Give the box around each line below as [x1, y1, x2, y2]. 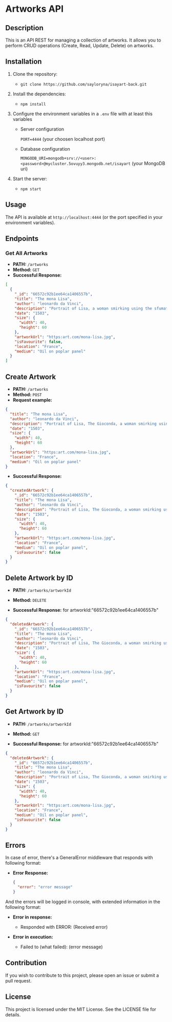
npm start [20, 186, 42, 192]
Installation [5, 57, 42, 66]
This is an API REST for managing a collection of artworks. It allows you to [5, 37, 161, 43]
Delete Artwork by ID [5, 573, 73, 582]
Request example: [12, 397, 53, 403]
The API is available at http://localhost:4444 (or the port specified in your [5, 214, 163, 220]
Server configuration [20, 126, 64, 132]
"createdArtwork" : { [10, 488, 54, 493]
